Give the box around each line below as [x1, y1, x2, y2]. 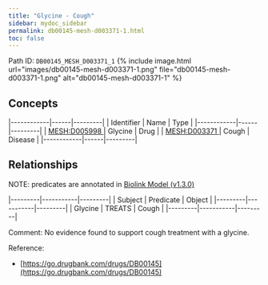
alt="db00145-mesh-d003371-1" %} [62, 73, 182, 83]
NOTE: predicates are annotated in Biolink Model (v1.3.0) [8, 179, 194, 189]
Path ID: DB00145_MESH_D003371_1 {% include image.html [8, 56, 192, 66]
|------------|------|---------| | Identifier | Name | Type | [8, 118, 194, 128]
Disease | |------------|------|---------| [8, 135, 138, 145]
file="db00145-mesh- [158, 65, 231, 75]
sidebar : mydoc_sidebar [8, 19, 88, 27]
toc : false [8, 34, 45, 43]
